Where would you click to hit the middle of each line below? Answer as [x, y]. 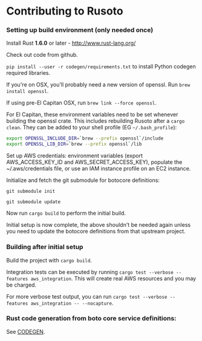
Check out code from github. [42, 55]
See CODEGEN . [26, 331]
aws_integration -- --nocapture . [72, 303]
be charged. [21, 285]
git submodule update [34, 202]
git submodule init [31, 192]
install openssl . [28, 91]
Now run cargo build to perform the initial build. [66, 213]
